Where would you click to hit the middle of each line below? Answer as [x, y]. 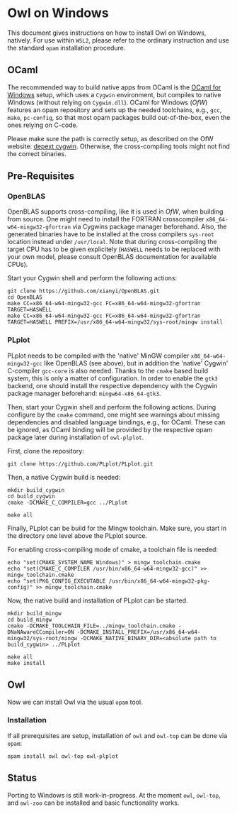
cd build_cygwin [31, 496]
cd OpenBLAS [25, 297]
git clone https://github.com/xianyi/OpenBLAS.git [83, 291]
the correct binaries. [37, 153]
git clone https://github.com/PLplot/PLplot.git [80, 464]
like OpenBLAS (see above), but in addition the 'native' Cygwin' [136, 363]
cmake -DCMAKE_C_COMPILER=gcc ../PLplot [68, 502]
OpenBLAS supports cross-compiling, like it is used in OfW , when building [115, 211]
